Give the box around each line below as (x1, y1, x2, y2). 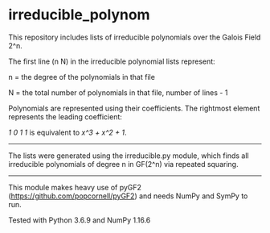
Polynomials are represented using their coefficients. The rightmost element (8, 103, 260, 113)
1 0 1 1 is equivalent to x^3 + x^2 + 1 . (8, 127, 127, 137)
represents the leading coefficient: (8, 111, 123, 122)
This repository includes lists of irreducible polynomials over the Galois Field (8, 32, 261, 42)
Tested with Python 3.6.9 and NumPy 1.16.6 (8, 215, 151, 225)
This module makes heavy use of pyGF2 (8, 182, 142, 192)
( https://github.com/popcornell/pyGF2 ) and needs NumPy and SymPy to (8, 191, 248, 201)
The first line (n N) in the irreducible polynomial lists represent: (8, 56, 215, 66)
